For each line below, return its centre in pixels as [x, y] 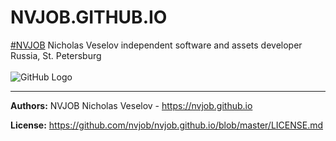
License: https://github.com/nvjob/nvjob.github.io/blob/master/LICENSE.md [167, 125]
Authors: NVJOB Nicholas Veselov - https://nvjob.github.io [131, 105]
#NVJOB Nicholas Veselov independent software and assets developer [156, 45]
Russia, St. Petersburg [56, 55]
